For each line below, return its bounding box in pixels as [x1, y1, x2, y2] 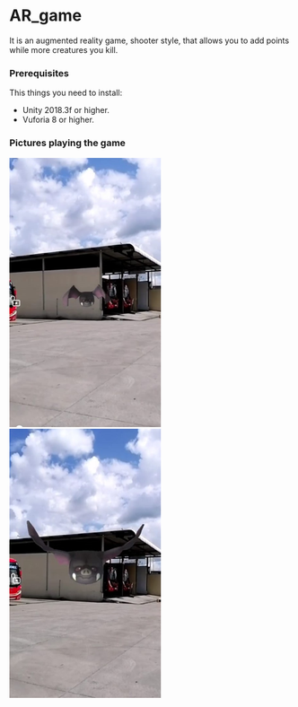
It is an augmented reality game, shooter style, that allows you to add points [9, 35, 290, 46]
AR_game [9, 5, 83, 26]
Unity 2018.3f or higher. [22, 105, 110, 116]
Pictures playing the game [9, 136, 126, 149]
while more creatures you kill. [9, 44, 118, 55]
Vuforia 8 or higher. [22, 114, 94, 126]
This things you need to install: [9, 87, 123, 99]
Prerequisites [9, 66, 69, 79]
